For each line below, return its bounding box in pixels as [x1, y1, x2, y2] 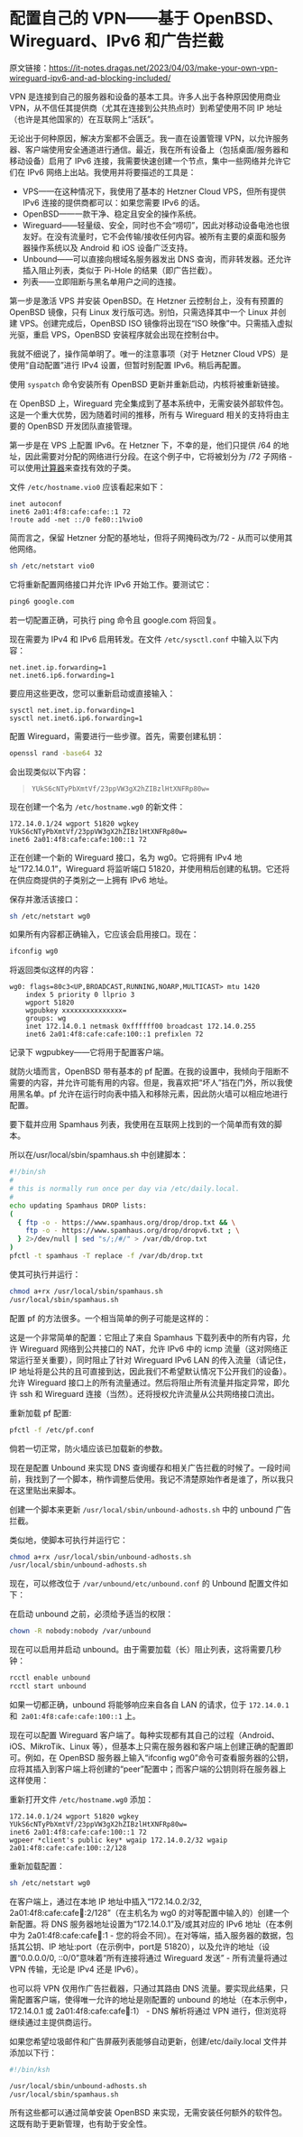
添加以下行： [9, 2047, 57, 2058]
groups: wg [25, 1014, 67, 1023]
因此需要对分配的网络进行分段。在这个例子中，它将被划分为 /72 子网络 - [24, 450, 293, 461]
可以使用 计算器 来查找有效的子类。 [9, 462, 136, 473]
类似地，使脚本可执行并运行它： [9, 1534, 128, 1545]
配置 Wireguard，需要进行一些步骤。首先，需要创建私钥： [9, 730, 225, 741]
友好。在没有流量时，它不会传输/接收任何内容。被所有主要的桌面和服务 [22, 231, 287, 242]
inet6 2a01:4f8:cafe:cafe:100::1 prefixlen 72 [25, 1030, 204, 1039]
